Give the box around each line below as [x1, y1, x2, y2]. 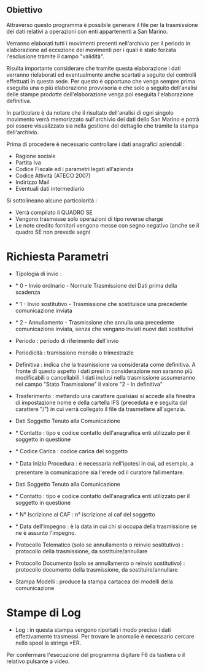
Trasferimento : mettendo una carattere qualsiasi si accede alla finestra [15, 392, 195, 399]
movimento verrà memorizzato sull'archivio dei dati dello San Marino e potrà [6, 115, 199, 123]
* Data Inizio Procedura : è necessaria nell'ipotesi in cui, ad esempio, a [15, 459, 194, 467]
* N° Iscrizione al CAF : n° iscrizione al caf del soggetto [15, 510, 155, 518]
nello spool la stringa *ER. [15, 639, 82, 646]
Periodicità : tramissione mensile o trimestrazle [15, 349, 134, 356]
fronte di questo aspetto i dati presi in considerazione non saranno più [15, 367, 193, 375]
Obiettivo [6, 5, 43, 15]
